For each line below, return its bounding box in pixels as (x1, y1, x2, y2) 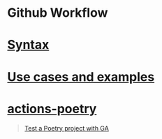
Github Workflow (7, 5, 108, 21)
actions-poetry (7, 101, 97, 117)
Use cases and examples (7, 68, 155, 85)
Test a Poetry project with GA (24, 124, 110, 132)
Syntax (7, 37, 50, 53)
